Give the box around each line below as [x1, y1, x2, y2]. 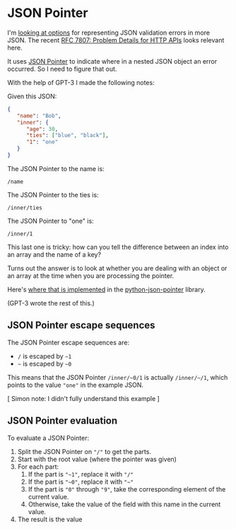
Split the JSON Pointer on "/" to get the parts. [17, 447, 152, 455]
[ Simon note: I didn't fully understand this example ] [7, 394, 160, 402]
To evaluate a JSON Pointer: [7, 434, 90, 442]
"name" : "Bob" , [16, 112, 61, 120]
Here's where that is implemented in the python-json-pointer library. [7, 285, 206, 293]
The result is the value [17, 515, 83, 523]
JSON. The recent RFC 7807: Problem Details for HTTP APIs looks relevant [7, 35, 225, 44]
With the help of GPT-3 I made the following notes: [7, 78, 155, 86]
